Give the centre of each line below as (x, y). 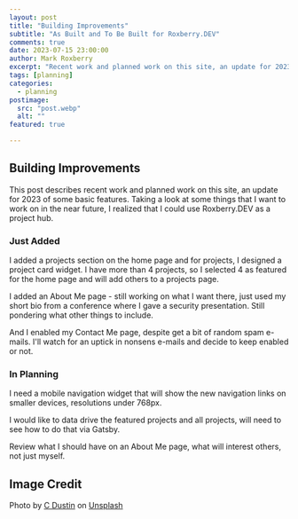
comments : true (37, 42)
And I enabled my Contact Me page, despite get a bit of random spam (137, 333)
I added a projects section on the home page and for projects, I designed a (145, 260)
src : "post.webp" (49, 108)
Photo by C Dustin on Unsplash (66, 506)
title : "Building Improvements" (69, 26)
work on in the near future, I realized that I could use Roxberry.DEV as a (140, 208)
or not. (21, 351)
